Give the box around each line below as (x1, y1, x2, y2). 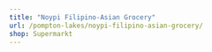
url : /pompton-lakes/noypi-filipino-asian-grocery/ (9, 21, 203, 30)
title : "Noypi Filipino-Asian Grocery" (9, 12, 156, 22)
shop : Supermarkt (9, 29, 73, 38)
